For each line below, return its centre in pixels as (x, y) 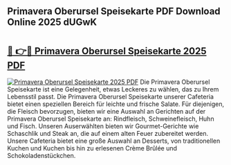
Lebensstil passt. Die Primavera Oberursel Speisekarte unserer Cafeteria (111, 97)
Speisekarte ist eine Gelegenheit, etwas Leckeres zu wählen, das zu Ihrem (113, 89)
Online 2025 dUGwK (52, 23)
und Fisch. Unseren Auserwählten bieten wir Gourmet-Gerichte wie (103, 126)
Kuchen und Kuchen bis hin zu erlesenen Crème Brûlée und (92, 148)
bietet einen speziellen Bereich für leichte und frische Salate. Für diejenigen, (116, 104)
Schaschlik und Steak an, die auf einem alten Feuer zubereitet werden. (108, 133)
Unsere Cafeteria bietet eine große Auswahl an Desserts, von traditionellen (114, 141)
